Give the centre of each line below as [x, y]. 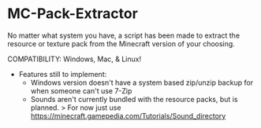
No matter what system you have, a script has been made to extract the [124, 35]
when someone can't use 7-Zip [81, 90]
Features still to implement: [63, 74]
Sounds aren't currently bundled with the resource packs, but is [134, 99]
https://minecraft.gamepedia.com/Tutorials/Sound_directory [128, 115]
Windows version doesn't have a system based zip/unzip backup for [142, 82]
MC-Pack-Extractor [73, 14]
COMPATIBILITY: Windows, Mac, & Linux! [75, 59]
